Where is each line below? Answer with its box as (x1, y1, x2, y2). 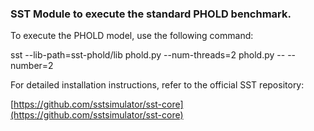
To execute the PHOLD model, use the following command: (10, 30, 254, 42)
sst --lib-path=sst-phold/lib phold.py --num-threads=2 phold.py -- (10, 49, 286, 61)
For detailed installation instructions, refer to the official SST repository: (10, 79, 305, 91)
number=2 (10, 60, 54, 72)
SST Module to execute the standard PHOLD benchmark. (10, 7, 292, 21)
